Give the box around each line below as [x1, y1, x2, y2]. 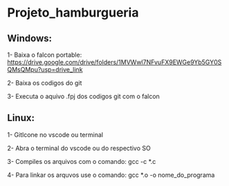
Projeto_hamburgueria [7, 5, 139, 21]
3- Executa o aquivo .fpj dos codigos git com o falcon [7, 92, 161, 100]
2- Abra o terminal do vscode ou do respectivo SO [7, 144, 151, 152]
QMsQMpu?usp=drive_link [7, 66, 83, 73]
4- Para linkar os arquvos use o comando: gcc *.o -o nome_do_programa [7, 171, 215, 179]
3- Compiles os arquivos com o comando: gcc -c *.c [7, 157, 156, 165]
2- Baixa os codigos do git [7, 79, 82, 87]
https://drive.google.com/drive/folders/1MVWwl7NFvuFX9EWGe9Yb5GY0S [7, 58, 222, 66]
